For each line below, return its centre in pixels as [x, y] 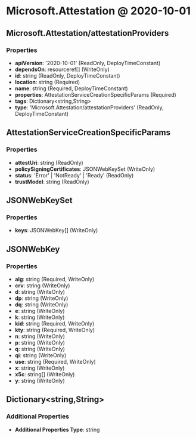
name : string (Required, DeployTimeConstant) [71, 88]
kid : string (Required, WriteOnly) [55, 323]
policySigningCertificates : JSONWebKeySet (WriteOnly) [85, 169]
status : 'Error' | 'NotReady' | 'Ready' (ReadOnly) [74, 175]
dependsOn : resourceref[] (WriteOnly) [62, 69]
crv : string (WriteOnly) [42, 285]
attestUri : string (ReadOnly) [49, 162]
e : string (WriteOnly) [40, 311]
